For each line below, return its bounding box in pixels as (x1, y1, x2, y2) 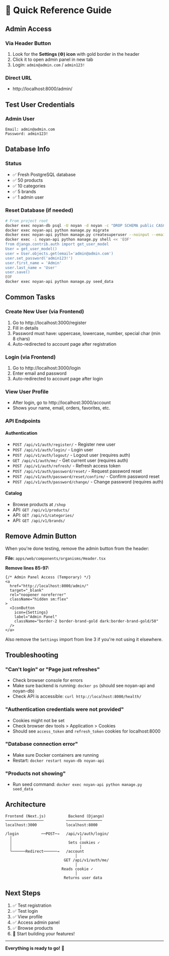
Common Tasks (5, 293, 55, 301)
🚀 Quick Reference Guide (5, 5, 112, 16)
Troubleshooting (5, 651, 59, 659)
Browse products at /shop (12, 501, 66, 507)
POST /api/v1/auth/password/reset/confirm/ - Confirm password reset (12, 473, 160, 480)
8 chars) (12, 336, 30, 342)
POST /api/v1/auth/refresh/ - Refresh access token (12, 462, 121, 468)
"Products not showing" (5, 770, 66, 777)
